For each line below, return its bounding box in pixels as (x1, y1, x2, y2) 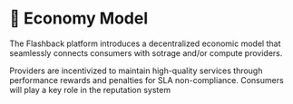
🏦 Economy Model (9, 8, 149, 29)
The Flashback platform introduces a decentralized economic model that (9, 38, 281, 49)
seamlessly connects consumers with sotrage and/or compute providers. (9, 47, 283, 58)
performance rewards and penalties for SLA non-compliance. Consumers (9, 74, 284, 85)
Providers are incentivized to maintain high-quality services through (9, 65, 263, 76)
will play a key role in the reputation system (9, 84, 171, 95)
